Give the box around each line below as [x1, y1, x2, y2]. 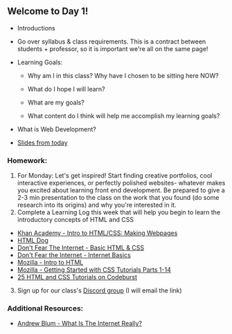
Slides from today [17, 138, 68, 147]
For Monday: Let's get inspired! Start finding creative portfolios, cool [17, 171, 213, 180]
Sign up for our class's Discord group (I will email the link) [17, 286, 182, 295]
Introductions [17, 24, 55, 32]
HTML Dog [17, 236, 48, 245]
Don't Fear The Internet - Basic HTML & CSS [17, 243, 145, 252]
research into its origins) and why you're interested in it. [17, 201, 177, 210]
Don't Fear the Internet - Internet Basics [17, 251, 132, 259]
